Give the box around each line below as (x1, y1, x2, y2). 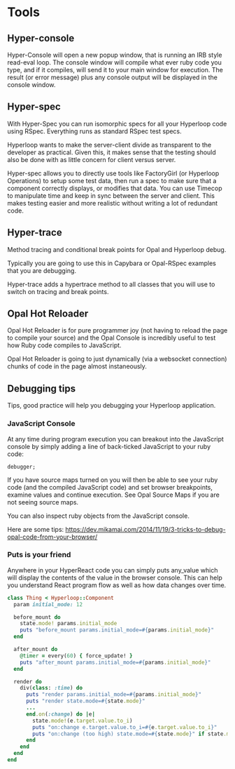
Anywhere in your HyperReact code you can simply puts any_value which (7, 566, 218, 574)
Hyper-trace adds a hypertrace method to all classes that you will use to (7, 280, 215, 288)
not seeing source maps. (7, 497, 79, 506)
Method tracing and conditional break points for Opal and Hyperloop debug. (7, 245, 227, 253)
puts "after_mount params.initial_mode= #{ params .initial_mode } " (20, 659, 211, 666)
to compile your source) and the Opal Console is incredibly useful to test (7, 334, 216, 342)
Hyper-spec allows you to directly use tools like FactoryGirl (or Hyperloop (7, 169, 220, 178)
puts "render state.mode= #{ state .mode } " (25, 697, 145, 705)
